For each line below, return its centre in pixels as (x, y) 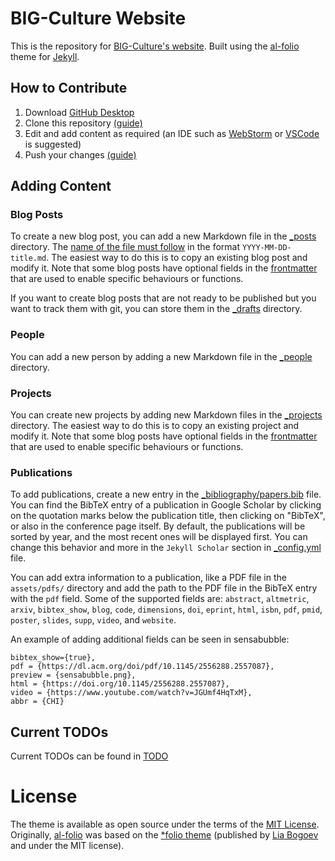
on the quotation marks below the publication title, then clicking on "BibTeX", (168, 516)
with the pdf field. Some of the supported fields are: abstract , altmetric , (160, 599)
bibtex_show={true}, (53, 658)
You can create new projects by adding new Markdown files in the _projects (166, 415)
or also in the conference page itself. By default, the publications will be (158, 526)
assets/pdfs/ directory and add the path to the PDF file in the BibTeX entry (164, 588)
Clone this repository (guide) (83, 123)
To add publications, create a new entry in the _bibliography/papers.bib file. (166, 494)
